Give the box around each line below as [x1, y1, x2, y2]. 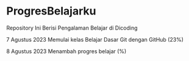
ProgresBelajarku [6, 4, 96, 18]
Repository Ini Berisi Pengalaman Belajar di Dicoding [6, 24, 138, 31]
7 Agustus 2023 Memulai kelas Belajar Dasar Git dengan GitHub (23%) [6, 36, 184, 43]
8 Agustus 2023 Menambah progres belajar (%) [6, 47, 127, 55]
